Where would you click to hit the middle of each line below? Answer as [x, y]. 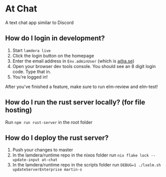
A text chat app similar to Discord [39, 22]
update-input [26, 160]
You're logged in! [30, 77]
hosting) [19, 110]
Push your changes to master [43, 150]
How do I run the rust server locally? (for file [75, 102]
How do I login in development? [55, 38]
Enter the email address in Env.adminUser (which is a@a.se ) [73, 61]
